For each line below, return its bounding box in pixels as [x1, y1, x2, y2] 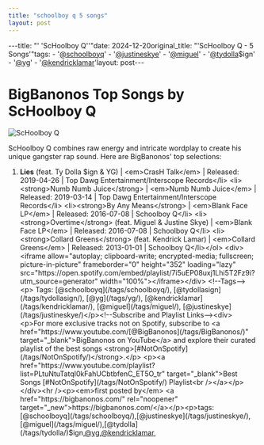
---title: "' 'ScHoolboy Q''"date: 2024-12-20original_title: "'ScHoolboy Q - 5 [8, 40, 254, 50]
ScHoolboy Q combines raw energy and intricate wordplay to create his [8, 143, 242, 153]
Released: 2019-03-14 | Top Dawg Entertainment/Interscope [19, 192, 217, 202]
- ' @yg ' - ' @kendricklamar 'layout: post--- [8, 57, 145, 67]
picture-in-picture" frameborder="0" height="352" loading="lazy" [19, 260, 236, 269]
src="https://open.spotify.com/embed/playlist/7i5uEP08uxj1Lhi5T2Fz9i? [19, 268, 255, 278]
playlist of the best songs [19, 344, 103, 353]
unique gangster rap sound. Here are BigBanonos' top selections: [8, 152, 222, 162]
